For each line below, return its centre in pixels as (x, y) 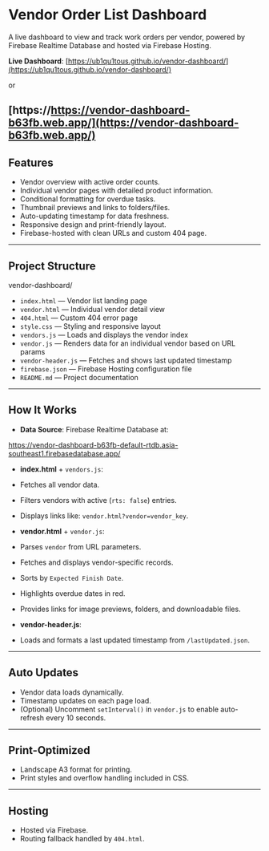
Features (31, 162)
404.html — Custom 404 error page (79, 318)
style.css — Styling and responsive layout (90, 326)
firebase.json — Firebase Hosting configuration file (106, 369)
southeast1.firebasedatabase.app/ (64, 453)
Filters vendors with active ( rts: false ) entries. (98, 500)
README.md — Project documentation (79, 377)
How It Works (43, 410)
